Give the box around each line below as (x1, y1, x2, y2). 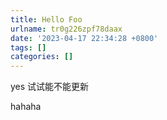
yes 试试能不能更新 (10, 81, 90, 93)
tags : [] (10, 42, 47, 53)
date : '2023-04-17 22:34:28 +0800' (10, 33, 159, 43)
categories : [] (10, 52, 74, 62)
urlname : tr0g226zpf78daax (10, 24, 123, 34)
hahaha (10, 101, 42, 113)
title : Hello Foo (10, 14, 83, 25)
